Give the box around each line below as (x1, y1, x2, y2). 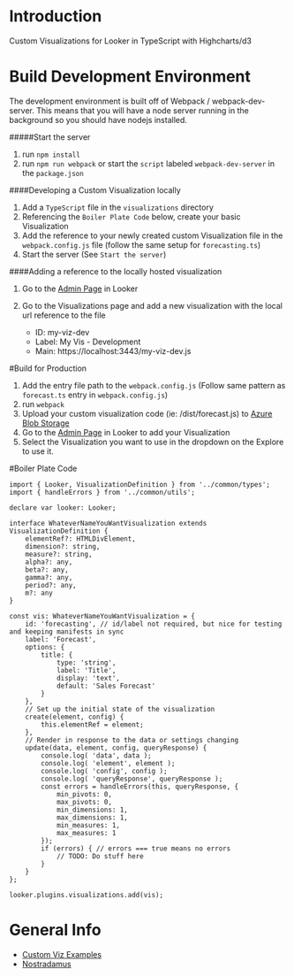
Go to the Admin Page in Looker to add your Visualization (21, 427, 230, 437)
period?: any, (25, 581, 77, 589)
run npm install (21, 149, 81, 159)
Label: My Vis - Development (34, 336, 141, 347)
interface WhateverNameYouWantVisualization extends (9, 519, 207, 527)
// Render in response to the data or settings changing (25, 735, 239, 744)
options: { (25, 642, 65, 651)
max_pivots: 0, (56, 797, 113, 806)
